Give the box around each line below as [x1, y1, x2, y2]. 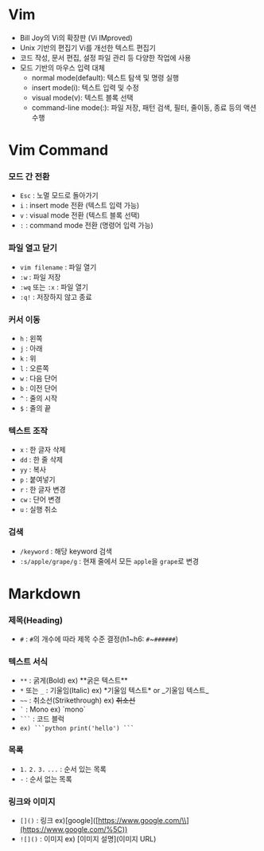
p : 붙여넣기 [19, 475, 56, 484]
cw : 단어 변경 [19, 494, 61, 504]
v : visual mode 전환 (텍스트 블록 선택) [19, 211, 141, 220]
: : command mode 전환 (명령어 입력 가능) [19, 221, 153, 230]
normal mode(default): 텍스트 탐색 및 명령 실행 [31, 73, 180, 82]
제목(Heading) [8, 614, 64, 625]
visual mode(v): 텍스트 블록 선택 [31, 93, 134, 102]
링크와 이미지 [8, 796, 56, 807]
